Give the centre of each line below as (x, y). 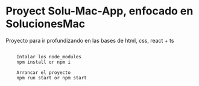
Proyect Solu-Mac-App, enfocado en (99, 11)
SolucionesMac (46, 24)
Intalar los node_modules (49, 57)
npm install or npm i (43, 62)
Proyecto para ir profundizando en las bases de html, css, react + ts (90, 40)
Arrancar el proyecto (43, 72)
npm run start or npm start (52, 78)
